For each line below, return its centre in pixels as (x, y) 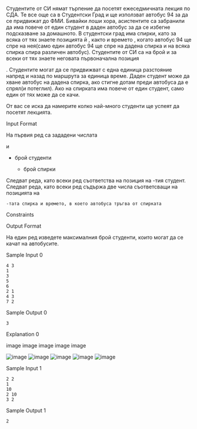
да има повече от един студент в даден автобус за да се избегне (88, 27)
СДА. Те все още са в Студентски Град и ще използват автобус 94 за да (97, 15)
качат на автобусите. (33, 244)
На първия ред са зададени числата (52, 135)
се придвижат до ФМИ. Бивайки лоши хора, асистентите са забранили (96, 21)
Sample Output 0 (26, 313)
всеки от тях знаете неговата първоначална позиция (73, 58)
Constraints (20, 214)
